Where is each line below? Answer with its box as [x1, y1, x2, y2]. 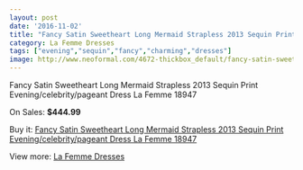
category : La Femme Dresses [9, 38, 115, 48]
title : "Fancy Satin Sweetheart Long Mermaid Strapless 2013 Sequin [9, 30, 272, 39]
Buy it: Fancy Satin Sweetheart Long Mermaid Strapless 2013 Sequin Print [9, 124, 284, 135]
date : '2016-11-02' [9, 22, 83, 31]
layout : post [9, 13, 59, 22]
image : [9, 55, 34, 64]
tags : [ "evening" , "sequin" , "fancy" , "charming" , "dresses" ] [9, 47, 232, 56]
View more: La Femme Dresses [9, 151, 125, 162]
